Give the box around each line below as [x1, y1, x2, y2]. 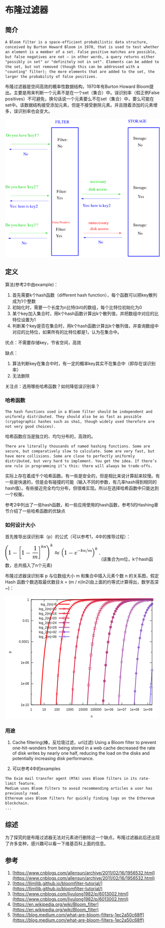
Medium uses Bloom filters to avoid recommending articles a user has [5, 786, 153, 791]
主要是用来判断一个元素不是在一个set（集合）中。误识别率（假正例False [13, 90, 160, 95]
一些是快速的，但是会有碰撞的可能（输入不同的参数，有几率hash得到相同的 [5, 479, 157, 485]
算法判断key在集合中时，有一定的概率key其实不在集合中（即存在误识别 [12, 361, 156, 367]
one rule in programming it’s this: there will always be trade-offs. [5, 464, 153, 468]
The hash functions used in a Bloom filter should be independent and [5, 409, 153, 414]
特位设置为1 [12, 317, 36, 323]
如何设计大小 [5, 521, 36, 528]
